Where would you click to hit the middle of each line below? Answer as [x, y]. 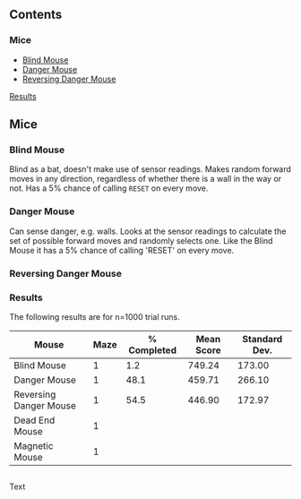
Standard [262, 339]
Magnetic [34, 445]
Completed [153, 350]
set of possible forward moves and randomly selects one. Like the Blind [141, 240]
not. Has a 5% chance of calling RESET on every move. [109, 188]
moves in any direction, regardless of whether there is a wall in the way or [146, 179]
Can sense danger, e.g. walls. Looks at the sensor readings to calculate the [148, 231]
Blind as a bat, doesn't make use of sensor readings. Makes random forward [150, 169]
